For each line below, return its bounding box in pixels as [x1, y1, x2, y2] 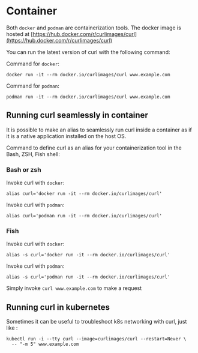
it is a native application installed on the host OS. [6, 132, 127, 139]
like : [6, 324, 18, 331]
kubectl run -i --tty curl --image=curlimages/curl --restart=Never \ [6, 336, 187, 342]
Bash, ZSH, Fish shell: [6, 150, 60, 157]
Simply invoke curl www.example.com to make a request [6, 285, 142, 292]
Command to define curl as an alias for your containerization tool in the [6, 144, 182, 151]
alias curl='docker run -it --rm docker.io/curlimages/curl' [6, 191, 163, 197]
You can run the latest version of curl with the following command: [6, 48, 170, 55]
